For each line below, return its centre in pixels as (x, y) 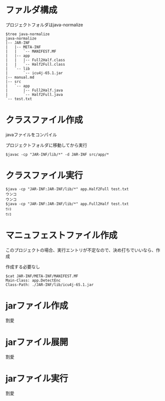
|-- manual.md (20, 77)
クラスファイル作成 (44, 120)
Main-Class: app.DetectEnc (33, 280)
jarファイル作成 (37, 305)
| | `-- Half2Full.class (35, 64)
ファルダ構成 (32, 10)
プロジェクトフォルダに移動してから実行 (46, 145)
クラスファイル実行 (44, 176)
